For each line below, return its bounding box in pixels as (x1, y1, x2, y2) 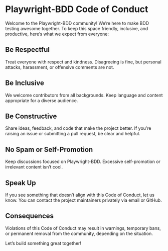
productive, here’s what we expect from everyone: (5, 31, 109, 37)
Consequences (5, 212, 54, 220)
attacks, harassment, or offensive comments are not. (5, 64, 114, 70)
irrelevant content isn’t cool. (5, 164, 63, 170)
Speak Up (5, 179, 36, 187)
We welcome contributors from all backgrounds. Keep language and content (5, 92, 163, 98)
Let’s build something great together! (5, 240, 82, 246)
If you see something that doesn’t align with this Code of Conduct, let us (5, 192, 154, 198)
